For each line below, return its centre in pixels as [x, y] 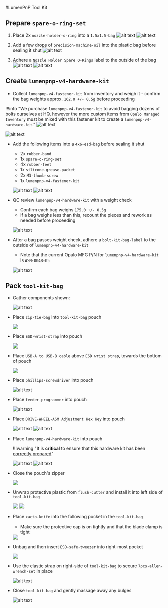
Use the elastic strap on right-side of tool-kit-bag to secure [75, 566]
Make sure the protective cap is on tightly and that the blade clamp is [91, 527]
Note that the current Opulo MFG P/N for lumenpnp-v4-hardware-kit [90, 255]
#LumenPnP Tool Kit [26, 7]
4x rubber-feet [36, 164]
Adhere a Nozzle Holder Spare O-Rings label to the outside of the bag [84, 60]
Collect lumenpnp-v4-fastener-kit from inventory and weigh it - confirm [87, 93]
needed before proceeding [48, 220]
